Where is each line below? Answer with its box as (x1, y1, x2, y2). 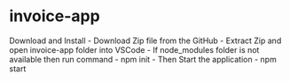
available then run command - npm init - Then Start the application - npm (9, 54, 277, 64)
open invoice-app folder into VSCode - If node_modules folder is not (9, 44, 260, 55)
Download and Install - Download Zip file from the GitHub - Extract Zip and (9, 35, 282, 46)
